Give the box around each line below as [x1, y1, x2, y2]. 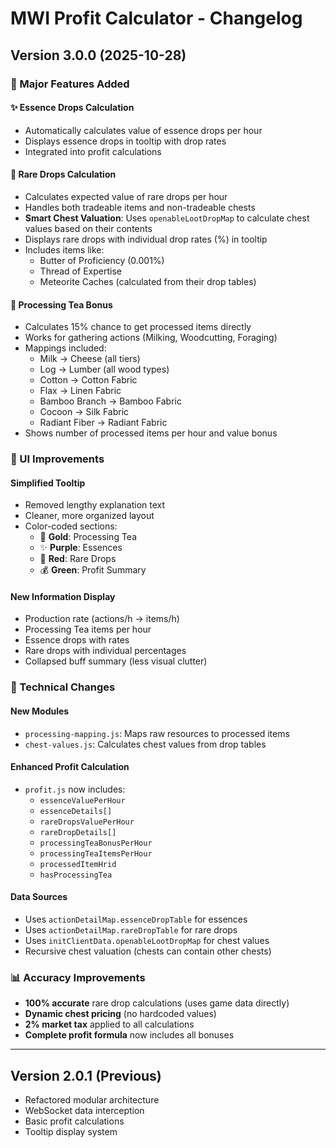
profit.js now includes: [24, 783, 126, 795]
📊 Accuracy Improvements [10, 970, 146, 984]
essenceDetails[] [39, 806, 113, 816]
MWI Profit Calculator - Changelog [10, 7, 303, 30]
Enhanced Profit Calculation [10, 761, 130, 773]
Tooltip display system [24, 1126, 118, 1138]
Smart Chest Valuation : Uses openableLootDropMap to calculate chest [24, 212, 310, 224]
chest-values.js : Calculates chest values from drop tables [24, 738, 267, 750]
